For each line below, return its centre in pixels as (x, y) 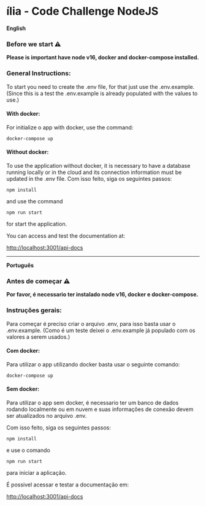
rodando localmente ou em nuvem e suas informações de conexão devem (100, 409)
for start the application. (37, 224)
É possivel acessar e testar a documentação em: (68, 485)
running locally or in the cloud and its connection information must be (94, 172)
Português (20, 265)
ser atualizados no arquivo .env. (47, 415)
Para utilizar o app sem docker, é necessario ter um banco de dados (93, 402)
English (16, 28)
